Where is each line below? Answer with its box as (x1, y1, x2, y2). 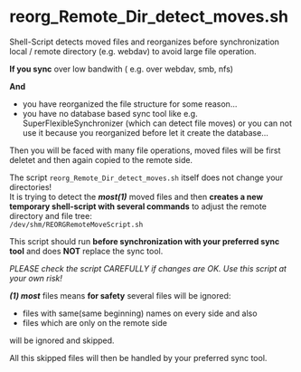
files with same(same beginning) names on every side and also (22, 308, 258, 319)
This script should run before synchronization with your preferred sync (9, 235, 280, 246)
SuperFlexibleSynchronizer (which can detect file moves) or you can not (22, 118, 292, 129)
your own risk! (9, 272, 63, 283)
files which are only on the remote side (22, 317, 167, 328)
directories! (9, 181, 52, 192)
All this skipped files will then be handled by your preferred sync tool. (9, 352, 268, 363)
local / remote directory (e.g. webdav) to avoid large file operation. (9, 45, 257, 56)
